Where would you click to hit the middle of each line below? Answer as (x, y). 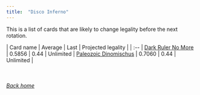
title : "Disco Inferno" (37, 12)
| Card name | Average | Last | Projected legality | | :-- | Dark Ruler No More (100, 47)
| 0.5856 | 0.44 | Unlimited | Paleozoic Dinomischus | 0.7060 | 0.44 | (91, 54)
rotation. (17, 35)
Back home (21, 86)
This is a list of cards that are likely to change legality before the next (92, 29)
